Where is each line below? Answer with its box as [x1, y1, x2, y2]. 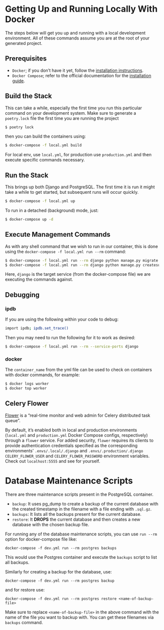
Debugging [5, 290, 40, 299]
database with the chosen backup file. [12, 521, 89, 528]
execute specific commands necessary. [5, 157, 85, 163]
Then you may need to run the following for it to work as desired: [5, 335, 136, 340]
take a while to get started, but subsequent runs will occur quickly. [5, 189, 139, 195]
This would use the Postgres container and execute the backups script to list [5, 554, 157, 560]
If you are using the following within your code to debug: [5, 316, 119, 323]
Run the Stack [5, 171, 49, 179]
